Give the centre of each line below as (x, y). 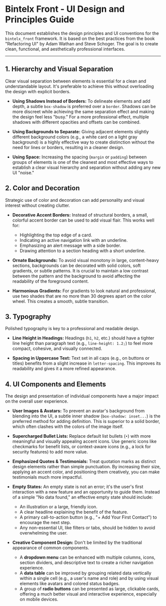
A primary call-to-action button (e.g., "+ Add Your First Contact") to (88, 517)
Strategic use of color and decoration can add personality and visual (75, 200)
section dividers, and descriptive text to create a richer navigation (86, 563)
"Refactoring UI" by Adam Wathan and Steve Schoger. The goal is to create (82, 43)
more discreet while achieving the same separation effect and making (83, 112)
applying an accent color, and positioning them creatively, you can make (86, 472)
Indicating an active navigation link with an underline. (74, 240)
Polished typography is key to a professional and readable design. (72, 329)
